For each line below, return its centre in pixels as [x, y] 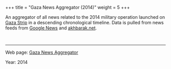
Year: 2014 [17, 62]
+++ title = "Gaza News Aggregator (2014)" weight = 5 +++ [68, 7]
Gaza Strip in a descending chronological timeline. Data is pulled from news [84, 23]
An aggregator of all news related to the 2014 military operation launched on [85, 17]
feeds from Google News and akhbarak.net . [51, 28]
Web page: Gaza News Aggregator [42, 52]
